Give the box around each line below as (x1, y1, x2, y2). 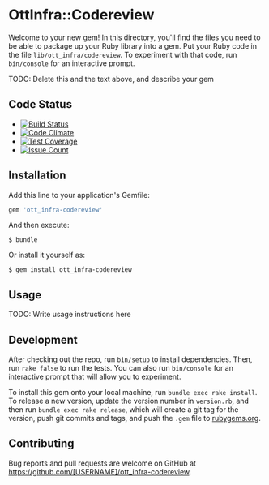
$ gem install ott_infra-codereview (8, 266, 132, 274)
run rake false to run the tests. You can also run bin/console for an (8, 363, 233, 373)
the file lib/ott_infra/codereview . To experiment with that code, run (8, 49, 237, 59)
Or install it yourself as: (8, 250, 85, 260)
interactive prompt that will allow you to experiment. (8, 371, 181, 382)
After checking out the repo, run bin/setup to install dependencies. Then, (8, 354, 253, 364)
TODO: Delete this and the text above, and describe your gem (8, 74, 215, 84)
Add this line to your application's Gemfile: (8, 190, 150, 200)
